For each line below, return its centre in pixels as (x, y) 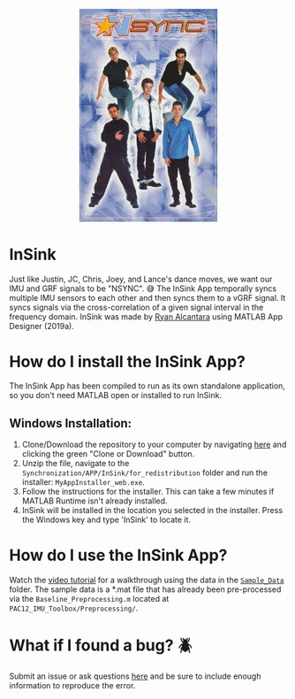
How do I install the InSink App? (127, 361)
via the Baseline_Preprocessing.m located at (89, 599)
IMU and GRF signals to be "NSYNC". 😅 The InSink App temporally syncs (143, 288)
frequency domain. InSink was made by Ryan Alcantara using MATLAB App (146, 316)
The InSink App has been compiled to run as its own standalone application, (147, 386)
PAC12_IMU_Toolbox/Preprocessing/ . (74, 608)
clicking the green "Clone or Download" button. (108, 454)
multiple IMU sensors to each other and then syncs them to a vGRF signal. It (147, 297)
